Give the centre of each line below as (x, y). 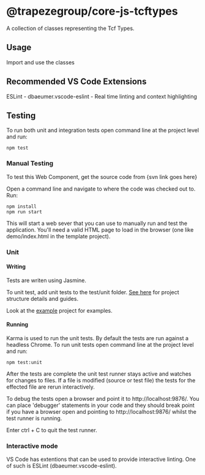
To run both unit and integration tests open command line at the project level (103, 131)
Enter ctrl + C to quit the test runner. (52, 430)
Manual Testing (30, 164)
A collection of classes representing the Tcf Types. (70, 28)
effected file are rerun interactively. (50, 387)
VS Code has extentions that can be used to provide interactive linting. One (101, 459)
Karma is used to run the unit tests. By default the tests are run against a (97, 338)
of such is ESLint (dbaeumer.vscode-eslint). (62, 466)
